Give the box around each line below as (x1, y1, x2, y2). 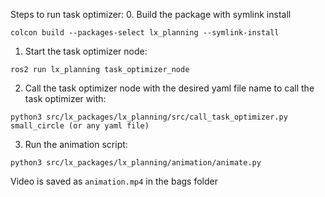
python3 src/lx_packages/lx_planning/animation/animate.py (10, 158, 262, 168)
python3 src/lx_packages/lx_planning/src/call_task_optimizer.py (10, 112, 288, 122)
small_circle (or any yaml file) (10, 121, 150, 131)
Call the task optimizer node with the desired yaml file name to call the (24, 82, 315, 94)
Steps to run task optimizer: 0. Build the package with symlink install (10, 9, 292, 20)
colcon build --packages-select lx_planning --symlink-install (10, 28, 280, 38)
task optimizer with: (24, 93, 107, 104)
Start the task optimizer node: (24, 45, 148, 57)
